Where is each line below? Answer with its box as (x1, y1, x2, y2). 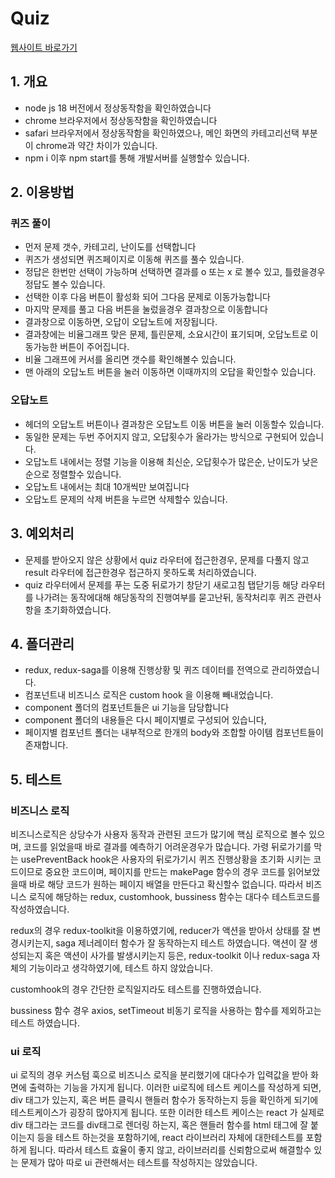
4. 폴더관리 (10, 635, 75, 652)
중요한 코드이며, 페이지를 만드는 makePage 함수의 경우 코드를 (44, 866, 286, 878)
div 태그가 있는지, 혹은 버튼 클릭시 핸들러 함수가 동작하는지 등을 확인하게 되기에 (10, 1094, 319, 1106)
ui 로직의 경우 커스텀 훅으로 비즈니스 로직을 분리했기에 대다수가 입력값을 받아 (10, 1069, 309, 1081)
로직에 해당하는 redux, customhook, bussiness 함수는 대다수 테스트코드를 (28, 891, 321, 903)
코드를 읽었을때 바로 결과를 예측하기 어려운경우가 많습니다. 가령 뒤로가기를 (23, 841, 312, 853)
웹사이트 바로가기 (10, 41, 78, 53)
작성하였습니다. (10, 903, 70, 916)
